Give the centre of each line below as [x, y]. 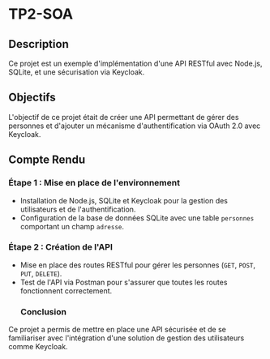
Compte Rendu [47, 160]
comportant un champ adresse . [72, 226]
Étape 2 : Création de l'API [61, 247]
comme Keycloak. [38, 347]
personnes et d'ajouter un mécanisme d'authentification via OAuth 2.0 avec [135, 126]
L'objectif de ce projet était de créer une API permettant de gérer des [124, 117]
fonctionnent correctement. [66, 291]
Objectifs [32, 98]
